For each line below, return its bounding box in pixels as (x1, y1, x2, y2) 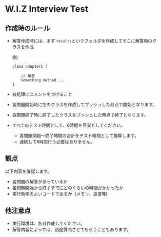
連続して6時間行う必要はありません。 (19, 139, 95, 144)
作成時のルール (5, 24, 50, 32)
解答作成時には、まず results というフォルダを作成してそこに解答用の (12, 38, 153, 43)
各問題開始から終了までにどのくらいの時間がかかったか (12, 184, 123, 191)
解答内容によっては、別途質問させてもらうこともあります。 (12, 226, 131, 232)
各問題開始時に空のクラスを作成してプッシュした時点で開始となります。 (12, 101, 157, 107)
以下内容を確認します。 (5, 168, 52, 174)
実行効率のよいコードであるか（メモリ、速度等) (12, 191, 108, 197)
